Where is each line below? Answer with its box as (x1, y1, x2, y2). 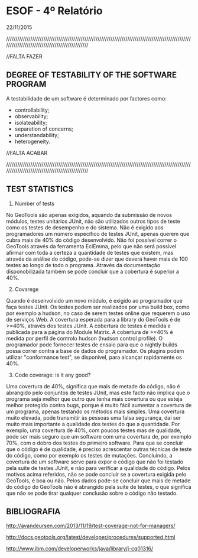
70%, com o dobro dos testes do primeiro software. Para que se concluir (6, 439, 183, 446)
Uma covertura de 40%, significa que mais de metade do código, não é (6, 382, 180, 390)
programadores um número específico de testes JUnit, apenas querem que (6, 230, 190, 237)
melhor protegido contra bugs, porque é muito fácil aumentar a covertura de (6, 401, 192, 408)
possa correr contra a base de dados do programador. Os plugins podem (6, 347, 184, 354)
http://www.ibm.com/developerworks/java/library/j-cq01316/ (6, 545, 154, 552)
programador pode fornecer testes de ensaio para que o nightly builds (6, 341, 178, 348)
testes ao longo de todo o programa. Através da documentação (6, 261, 161, 268)
